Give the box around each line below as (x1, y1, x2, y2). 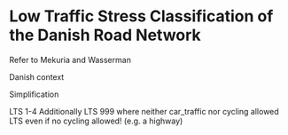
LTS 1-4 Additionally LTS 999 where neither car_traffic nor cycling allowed (9, 106, 279, 116)
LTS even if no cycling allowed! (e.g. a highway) (9, 115, 183, 126)
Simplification (9, 89, 59, 99)
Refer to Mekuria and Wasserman (9, 54, 131, 65)
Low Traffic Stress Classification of (9, 6, 274, 27)
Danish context (9, 71, 65, 82)
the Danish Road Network (9, 25, 201, 45)
